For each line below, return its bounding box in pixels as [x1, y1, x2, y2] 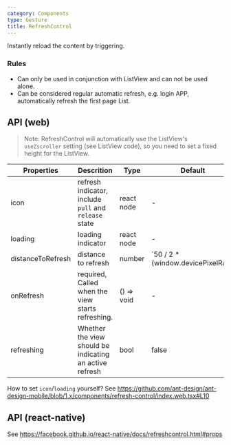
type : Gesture [7, 17, 48, 23]
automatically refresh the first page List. [16, 96, 131, 105]
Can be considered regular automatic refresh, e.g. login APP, [16, 89, 190, 97]
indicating [78, 349, 110, 359]
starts [78, 304, 96, 313]
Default [180, 166, 206, 176]
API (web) [7, 116, 50, 128]
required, [78, 269, 107, 279]
